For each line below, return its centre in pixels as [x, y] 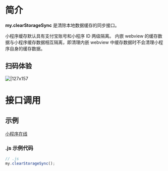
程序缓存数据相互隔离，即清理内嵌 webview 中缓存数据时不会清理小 [89, 42]
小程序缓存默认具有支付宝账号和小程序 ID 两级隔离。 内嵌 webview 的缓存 [81, 36]
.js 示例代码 [19, 148]
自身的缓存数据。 [27, 48]
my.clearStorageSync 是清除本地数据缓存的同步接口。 [62, 25]
